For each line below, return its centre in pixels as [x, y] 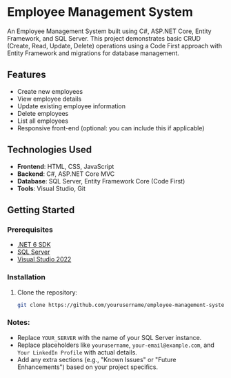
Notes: [19, 323]
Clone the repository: [47, 292]
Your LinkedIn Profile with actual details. [77, 352]
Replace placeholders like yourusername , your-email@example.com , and [116, 345]
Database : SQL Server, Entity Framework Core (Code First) [101, 181]
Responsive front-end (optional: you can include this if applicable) [111, 128]
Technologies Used [49, 150]
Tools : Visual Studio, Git [51, 188]
